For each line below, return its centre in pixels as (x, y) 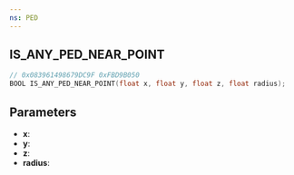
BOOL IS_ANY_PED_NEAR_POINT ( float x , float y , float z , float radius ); (147, 84)
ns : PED (24, 18)
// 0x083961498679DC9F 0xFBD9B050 (75, 75)
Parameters (43, 112)
